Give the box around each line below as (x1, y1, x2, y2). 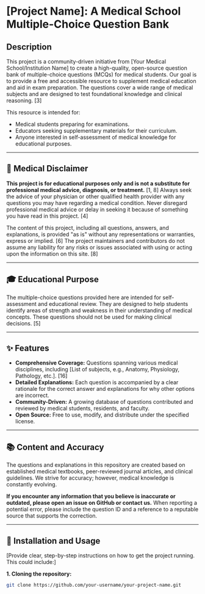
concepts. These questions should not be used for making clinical (6, 313, 172, 321)
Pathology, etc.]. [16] (15, 372, 68, 380)
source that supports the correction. (6, 512, 98, 519)
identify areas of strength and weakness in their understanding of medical (6, 306, 192, 314)
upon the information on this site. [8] (6, 250, 98, 258)
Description (6, 42, 52, 52)
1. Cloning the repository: (6, 570, 72, 577)
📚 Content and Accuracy (6, 442, 104, 452)
